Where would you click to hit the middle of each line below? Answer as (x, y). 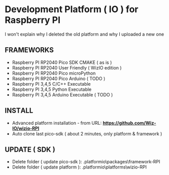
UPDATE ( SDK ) (30, 149)
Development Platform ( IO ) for (72, 9)
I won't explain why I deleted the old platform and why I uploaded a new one (84, 34)
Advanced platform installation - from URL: (57, 123)
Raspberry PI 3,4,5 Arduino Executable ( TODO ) (62, 94)
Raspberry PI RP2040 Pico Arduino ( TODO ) (59, 78)
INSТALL (19, 111)
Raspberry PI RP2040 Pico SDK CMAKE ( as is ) (62, 62)
